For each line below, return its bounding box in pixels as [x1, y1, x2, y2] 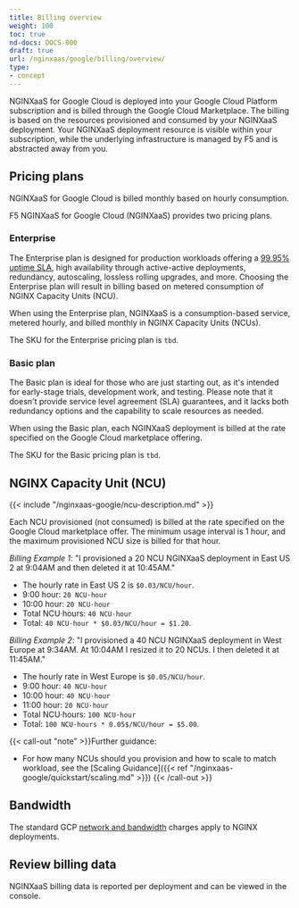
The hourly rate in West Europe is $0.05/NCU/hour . [21, 671, 206, 681]
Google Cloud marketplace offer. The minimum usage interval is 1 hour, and [9, 526, 286, 537]
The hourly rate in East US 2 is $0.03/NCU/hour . [21, 579, 195, 590]
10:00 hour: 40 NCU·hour [21, 689, 111, 701]
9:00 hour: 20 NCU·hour [21, 588, 108, 599]
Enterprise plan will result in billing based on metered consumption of [9, 280, 265, 291]
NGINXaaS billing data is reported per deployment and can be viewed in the [9, 880, 287, 891]
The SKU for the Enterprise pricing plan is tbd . [9, 334, 179, 345]
